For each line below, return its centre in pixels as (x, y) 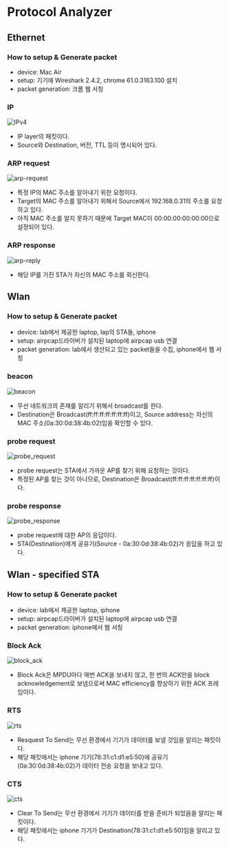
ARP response (32, 246)
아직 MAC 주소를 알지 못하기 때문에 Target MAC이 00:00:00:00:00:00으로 (118, 219)
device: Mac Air (39, 72)
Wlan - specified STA (53, 574)
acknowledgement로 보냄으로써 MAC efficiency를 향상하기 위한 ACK (111, 683)
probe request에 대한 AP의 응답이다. (67, 535)
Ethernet (26, 38)
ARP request (29, 163)
